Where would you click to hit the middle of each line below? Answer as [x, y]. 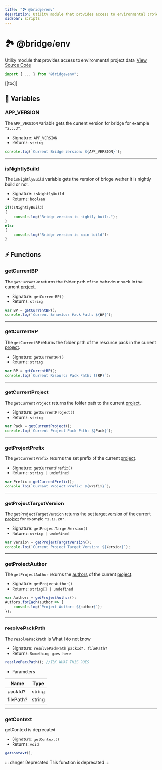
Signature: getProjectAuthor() [42, 583]
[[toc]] [11, 83]
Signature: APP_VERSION [35, 137]
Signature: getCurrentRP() [38, 357]
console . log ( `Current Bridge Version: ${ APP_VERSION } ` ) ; [63, 151]
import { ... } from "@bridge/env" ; [42, 74]
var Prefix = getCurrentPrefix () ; [40, 482]
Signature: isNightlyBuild [38, 194]
